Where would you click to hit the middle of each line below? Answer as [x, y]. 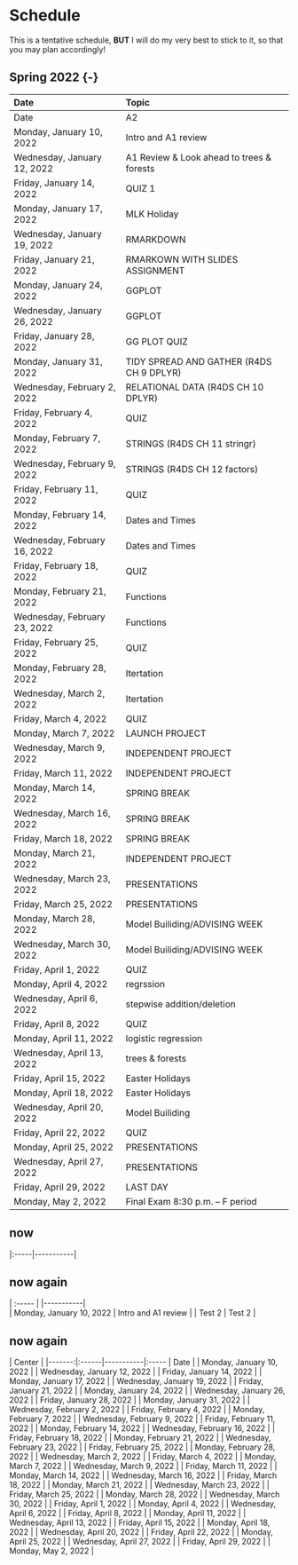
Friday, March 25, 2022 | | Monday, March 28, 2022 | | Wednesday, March [145, 1494]
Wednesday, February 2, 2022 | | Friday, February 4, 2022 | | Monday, [137, 1410]
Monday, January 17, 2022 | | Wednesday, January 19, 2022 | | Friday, [137, 1381]
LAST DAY [147, 1187]
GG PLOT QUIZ [157, 341]
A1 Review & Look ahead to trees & [199, 157]
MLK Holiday [152, 214]
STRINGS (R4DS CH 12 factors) [192, 469]
